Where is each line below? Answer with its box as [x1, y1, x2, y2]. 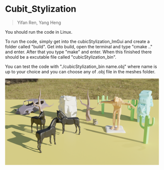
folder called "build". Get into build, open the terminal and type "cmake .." [5, 43, 153, 49]
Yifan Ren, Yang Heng [17, 20, 61, 25]
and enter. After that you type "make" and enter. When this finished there [5, 49, 152, 55]
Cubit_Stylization [5, 3, 77, 15]
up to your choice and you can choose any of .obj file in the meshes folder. [5, 68, 156, 74]
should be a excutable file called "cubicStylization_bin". [5, 54, 117, 60]
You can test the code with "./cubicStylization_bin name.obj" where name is [5, 64, 157, 69]
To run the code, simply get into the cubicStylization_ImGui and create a [5, 38, 150, 44]
